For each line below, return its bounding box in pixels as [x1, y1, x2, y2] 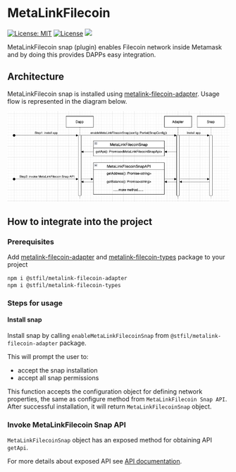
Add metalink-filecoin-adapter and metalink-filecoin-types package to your [7, 253, 225, 261]
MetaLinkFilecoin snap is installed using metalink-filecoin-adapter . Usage [7, 90, 220, 98]
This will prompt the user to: [7, 353, 89, 361]
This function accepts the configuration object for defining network [7, 387, 203, 396]
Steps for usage [7, 298, 63, 308]
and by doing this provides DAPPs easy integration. [7, 50, 156, 59]
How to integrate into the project [7, 215, 153, 227]
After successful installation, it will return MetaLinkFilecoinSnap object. [7, 402, 212, 411]
